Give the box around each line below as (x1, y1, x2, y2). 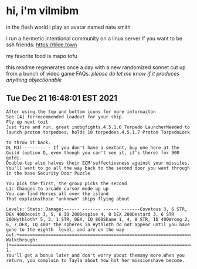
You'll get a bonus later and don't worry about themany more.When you (6, 252, 185, 258)
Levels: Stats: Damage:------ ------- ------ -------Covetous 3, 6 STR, (6, 206, 188, 212)
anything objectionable (6, 76, 62, 83)
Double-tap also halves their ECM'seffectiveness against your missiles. (6, 160, 191, 166)
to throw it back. (6, 139, 51, 145)
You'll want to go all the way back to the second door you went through (6, 165, 191, 171)
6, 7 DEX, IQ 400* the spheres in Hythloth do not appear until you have (6, 222, 191, 227)
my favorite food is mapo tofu (6, 52, 77, 59)
